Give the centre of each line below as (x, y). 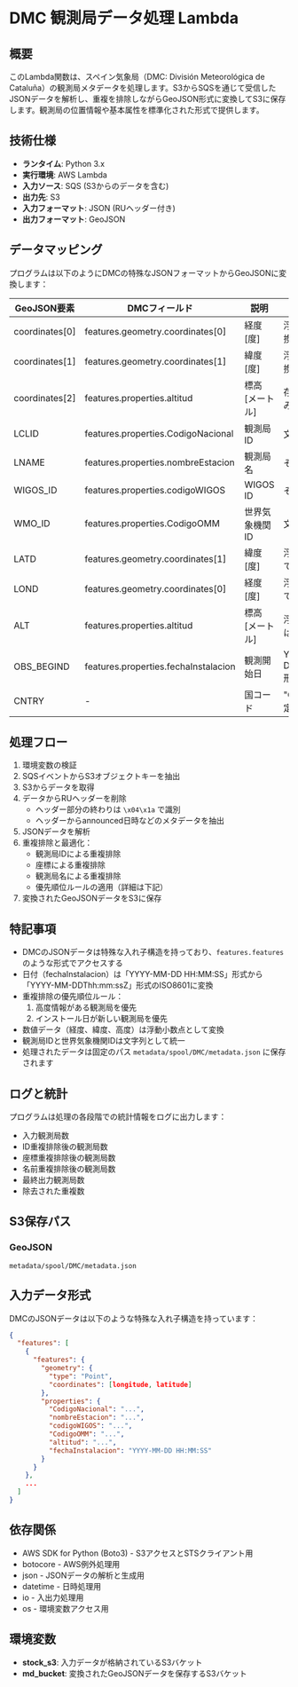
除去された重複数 (53, 1191)
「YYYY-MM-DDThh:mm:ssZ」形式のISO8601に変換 (118, 985)
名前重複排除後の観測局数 (69, 1169)
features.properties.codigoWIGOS (155, 490)
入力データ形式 (50, 1295)
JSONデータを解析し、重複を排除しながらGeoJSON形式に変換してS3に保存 (148, 99)
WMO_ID (32, 523)
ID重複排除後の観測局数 (65, 1147)
